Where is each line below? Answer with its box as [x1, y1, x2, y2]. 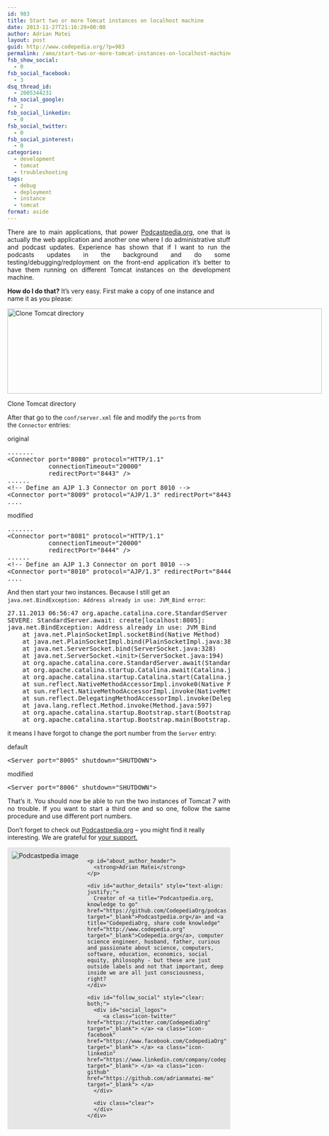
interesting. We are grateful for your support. [7, 833, 138, 842]
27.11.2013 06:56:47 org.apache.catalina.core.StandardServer [7, 609, 228, 617]
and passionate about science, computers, [87, 944, 214, 952]
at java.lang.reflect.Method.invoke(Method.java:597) [22, 701, 213, 710]
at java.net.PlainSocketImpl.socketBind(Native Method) [22, 630, 221, 639]
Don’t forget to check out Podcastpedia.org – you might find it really [7, 825, 205, 834]
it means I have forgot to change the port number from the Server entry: [7, 729, 217, 737]
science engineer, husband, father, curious [87, 938, 221, 945]
